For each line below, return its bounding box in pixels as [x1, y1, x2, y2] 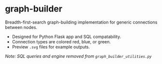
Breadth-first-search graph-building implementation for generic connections [5, 19, 158, 25]
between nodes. [5, 24, 38, 30]
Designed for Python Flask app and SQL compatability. [12, 34, 121, 39]
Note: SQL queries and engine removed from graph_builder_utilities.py [5, 53, 152, 59]
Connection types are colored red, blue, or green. [12, 38, 111, 44]
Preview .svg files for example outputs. [12, 44, 90, 50]
